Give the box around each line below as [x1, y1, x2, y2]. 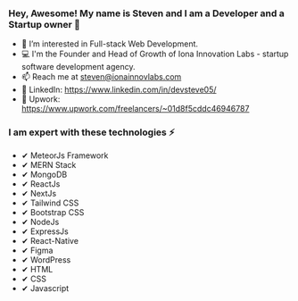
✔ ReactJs [21, 178, 61, 189]
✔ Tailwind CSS [21, 197, 79, 208]
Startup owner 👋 [8, 18, 81, 30]
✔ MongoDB [21, 169, 68, 180]
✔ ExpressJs [21, 226, 69, 237]
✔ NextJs [21, 188, 57, 198]
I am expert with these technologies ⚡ [8, 126, 176, 138]
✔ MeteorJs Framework [21, 150, 109, 161]
